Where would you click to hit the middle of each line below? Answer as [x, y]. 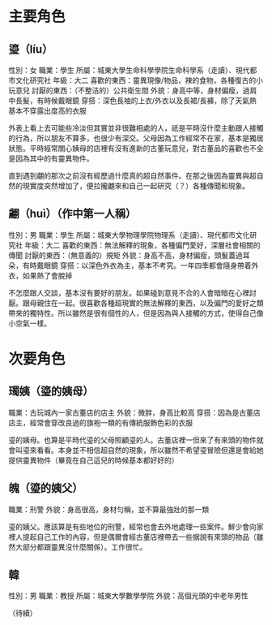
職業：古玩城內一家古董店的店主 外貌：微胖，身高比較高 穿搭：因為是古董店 [134, 412]
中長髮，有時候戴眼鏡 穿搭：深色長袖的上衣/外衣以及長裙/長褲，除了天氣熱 [133, 101]
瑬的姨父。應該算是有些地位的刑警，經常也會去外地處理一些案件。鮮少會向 [132, 526]
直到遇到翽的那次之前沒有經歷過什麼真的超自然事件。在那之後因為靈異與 [129, 176]
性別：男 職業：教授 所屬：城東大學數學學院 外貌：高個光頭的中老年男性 [128, 596]
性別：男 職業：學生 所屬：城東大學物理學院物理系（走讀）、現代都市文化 [129, 235]
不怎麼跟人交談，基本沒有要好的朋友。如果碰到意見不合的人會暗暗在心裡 [129, 292]
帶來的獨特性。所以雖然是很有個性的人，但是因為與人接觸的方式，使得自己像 [136, 312]
